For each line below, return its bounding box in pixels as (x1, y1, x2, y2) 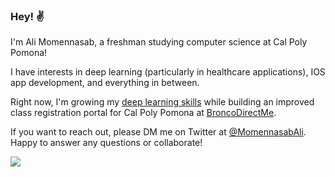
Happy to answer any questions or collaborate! (10, 137, 203, 149)
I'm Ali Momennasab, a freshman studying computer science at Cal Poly (10, 36, 308, 48)
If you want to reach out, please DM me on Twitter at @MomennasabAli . (10, 126, 307, 138)
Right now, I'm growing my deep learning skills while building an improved (10, 96, 315, 108)
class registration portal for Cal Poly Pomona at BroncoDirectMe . (10, 107, 277, 119)
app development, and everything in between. (10, 77, 200, 89)
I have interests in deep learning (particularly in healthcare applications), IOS (10, 66, 326, 78)
